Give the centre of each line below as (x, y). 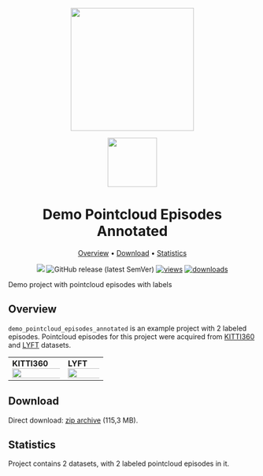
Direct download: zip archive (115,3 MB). (73, 420)
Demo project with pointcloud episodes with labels (90, 284)
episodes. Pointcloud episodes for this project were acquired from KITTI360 (131, 336)
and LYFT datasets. (40, 345)
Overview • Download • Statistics (132, 253)
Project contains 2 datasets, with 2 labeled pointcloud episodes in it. (119, 463)
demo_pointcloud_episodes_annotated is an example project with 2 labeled (128, 328)
